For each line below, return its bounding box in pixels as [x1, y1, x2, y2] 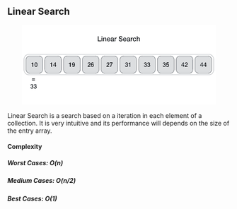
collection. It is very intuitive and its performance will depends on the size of [7, 119, 230, 127]
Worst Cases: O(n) [7, 159, 64, 167]
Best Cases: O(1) [7, 194, 58, 203]
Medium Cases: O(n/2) [7, 177, 76, 185]
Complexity [7, 143, 42, 151]
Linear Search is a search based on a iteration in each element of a [7, 111, 202, 119]
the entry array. [7, 126, 52, 135]
